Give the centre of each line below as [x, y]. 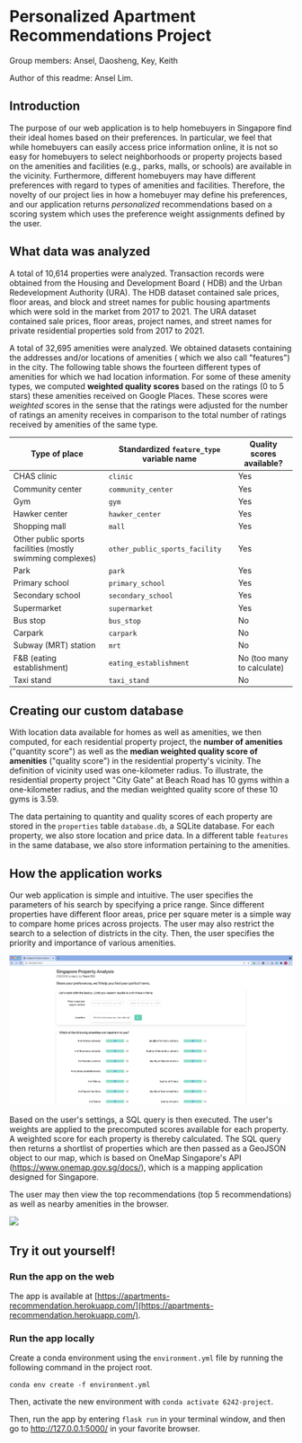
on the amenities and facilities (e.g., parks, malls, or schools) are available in [151, 166]
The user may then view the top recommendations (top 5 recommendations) [151, 1195]
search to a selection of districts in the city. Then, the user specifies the [142, 933]
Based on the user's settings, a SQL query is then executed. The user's [141, 1120]
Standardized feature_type [169, 449]
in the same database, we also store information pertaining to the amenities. [150, 845]
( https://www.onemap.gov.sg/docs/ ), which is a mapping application [136, 1168]
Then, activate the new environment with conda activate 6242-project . [142, 1402]
